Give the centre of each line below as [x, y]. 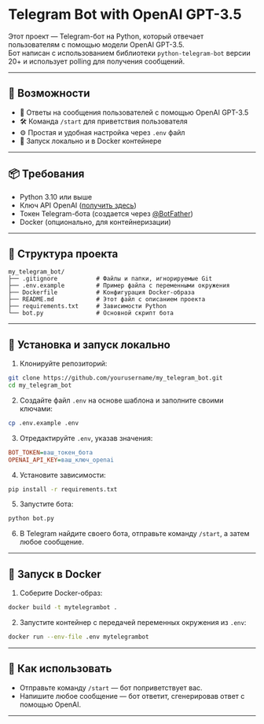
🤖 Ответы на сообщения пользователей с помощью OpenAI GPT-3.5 [134, 112]
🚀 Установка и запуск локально [89, 345]
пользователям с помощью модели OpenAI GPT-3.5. [96, 44]
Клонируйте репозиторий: [63, 364]
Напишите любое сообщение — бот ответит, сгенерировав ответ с [132, 696]
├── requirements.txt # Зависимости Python [88, 307]
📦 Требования [46, 174]
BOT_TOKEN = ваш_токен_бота [50, 452]
